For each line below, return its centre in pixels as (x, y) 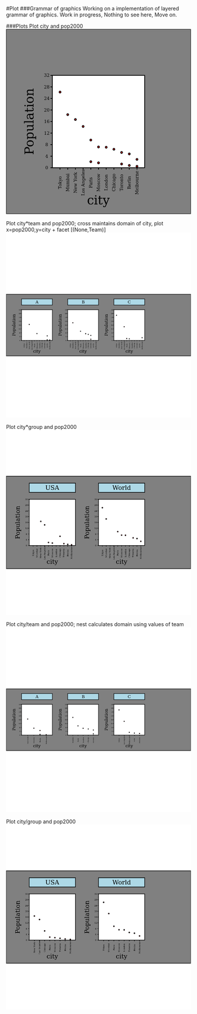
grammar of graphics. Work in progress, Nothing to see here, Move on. (92, 15)
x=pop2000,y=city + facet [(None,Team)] (56, 229)
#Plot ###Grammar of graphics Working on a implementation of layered (93, 9)
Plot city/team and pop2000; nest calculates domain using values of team (95, 624)
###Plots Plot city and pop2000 (45, 26)
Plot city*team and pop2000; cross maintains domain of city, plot (85, 223)
